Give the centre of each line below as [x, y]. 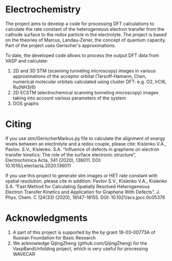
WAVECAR [24, 254]
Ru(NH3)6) [24, 87]
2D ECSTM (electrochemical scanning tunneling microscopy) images [85, 92]
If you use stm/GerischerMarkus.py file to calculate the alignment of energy [85, 138]
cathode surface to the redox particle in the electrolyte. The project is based [86, 34]
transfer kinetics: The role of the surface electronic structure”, [71, 154]
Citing [18, 124]
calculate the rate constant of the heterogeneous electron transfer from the [85, 29]
